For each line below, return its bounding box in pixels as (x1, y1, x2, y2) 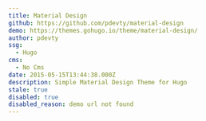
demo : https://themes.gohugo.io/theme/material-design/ (8, 26, 198, 34)
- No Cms (15, 64, 45, 72)
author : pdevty (8, 33, 59, 42)
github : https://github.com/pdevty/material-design (8, 19, 184, 27)
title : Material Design (8, 11, 88, 20)
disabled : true (8, 93, 59, 101)
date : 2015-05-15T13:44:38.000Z (8, 71, 116, 79)
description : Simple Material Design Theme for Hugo (8, 78, 188, 86)
